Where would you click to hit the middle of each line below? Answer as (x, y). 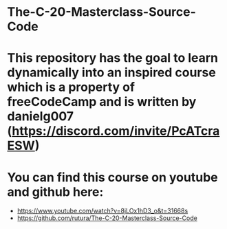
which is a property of (71, 87)
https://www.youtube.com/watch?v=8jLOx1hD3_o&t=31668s (102, 211)
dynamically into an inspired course (112, 73)
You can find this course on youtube (112, 177)
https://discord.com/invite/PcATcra (116, 131)
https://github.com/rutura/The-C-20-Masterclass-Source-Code (107, 218)
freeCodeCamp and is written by (102, 102)
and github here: (55, 192)
